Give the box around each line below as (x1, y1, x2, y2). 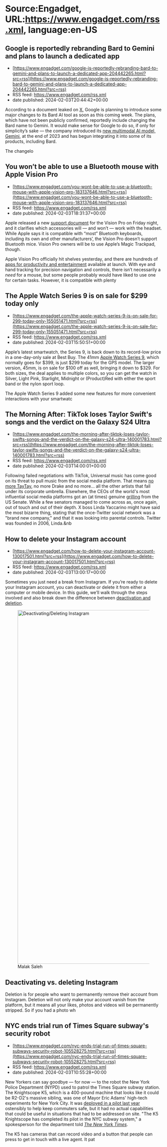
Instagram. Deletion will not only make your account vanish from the (5, 997, 145, 1003)
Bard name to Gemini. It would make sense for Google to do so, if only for (5, 123, 156, 128)
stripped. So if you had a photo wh (5, 1007, 76, 1013)
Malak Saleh (17, 964, 43, 970)
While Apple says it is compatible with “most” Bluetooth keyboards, (5, 230, 143, 236)
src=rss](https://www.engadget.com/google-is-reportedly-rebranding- (12, 76, 158, 81)
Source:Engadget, (5, 3, 82, 14)
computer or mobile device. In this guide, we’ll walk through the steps (5, 589, 148, 595)
